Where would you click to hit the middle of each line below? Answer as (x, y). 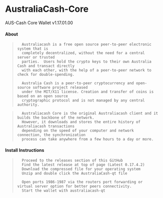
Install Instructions (25, 150)
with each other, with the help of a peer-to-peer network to (87, 70)
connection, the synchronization (51, 135)
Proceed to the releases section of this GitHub (72, 161)
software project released (60, 88)
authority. (28, 105)
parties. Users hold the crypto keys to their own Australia (87, 62)
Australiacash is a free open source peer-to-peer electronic (87, 45)
